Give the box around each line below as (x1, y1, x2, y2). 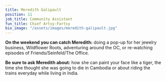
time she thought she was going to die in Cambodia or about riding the (5, 65, 150, 71)
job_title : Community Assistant (5, 16, 72, 21)
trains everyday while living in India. (5, 70, 79, 76)
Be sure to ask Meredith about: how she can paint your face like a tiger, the (5, 60, 161, 66)
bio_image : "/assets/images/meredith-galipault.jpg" (5, 26, 117, 31)
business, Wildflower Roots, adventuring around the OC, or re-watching (5, 45, 153, 51)
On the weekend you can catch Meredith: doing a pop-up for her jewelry (5, 39, 157, 45)
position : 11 (5, 12, 32, 17)
